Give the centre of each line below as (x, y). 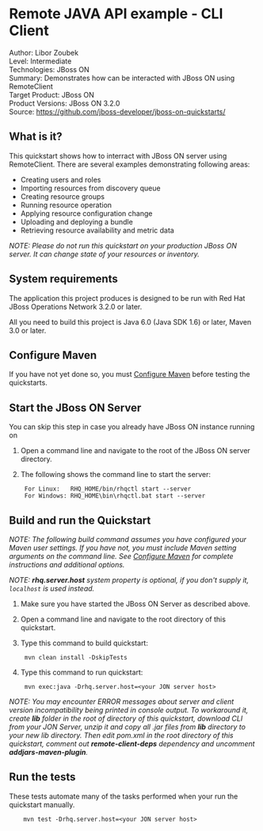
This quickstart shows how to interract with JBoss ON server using (118, 156)
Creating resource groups (63, 196)
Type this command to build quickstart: (84, 643)
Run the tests (42, 777)
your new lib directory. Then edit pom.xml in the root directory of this (121, 735)
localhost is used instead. (52, 589)
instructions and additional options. (67, 565)
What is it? (36, 137)
